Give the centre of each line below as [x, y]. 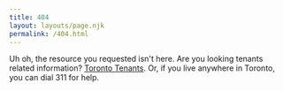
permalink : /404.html [49, 34]
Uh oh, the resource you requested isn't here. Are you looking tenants [136, 59]
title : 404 [29, 17]
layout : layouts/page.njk [57, 26]
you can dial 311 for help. [54, 78]
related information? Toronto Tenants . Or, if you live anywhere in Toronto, [142, 68]
